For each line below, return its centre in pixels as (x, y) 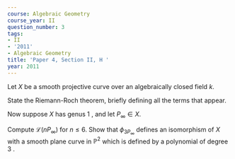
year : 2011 (23, 66)
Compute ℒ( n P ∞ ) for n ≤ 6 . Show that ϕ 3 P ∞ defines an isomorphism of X (114, 131)
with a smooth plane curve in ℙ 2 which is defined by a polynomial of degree (118, 141)
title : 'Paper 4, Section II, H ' (58, 60)
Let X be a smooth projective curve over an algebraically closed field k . (111, 86)
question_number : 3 (36, 27)
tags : (15, 34)
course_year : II (31, 20)
